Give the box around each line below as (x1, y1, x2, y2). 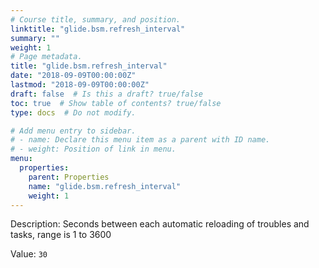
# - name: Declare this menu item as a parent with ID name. (10, 135, 271, 145)
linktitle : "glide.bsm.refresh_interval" (10, 24, 186, 34)
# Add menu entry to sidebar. (10, 126, 137, 136)
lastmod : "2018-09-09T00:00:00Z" (10, 80, 150, 90)
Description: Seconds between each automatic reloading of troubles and (10, 218, 310, 230)
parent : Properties (28, 172, 110, 182)
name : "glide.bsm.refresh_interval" (28, 181, 182, 191)
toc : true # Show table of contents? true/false (10, 98, 222, 108)
